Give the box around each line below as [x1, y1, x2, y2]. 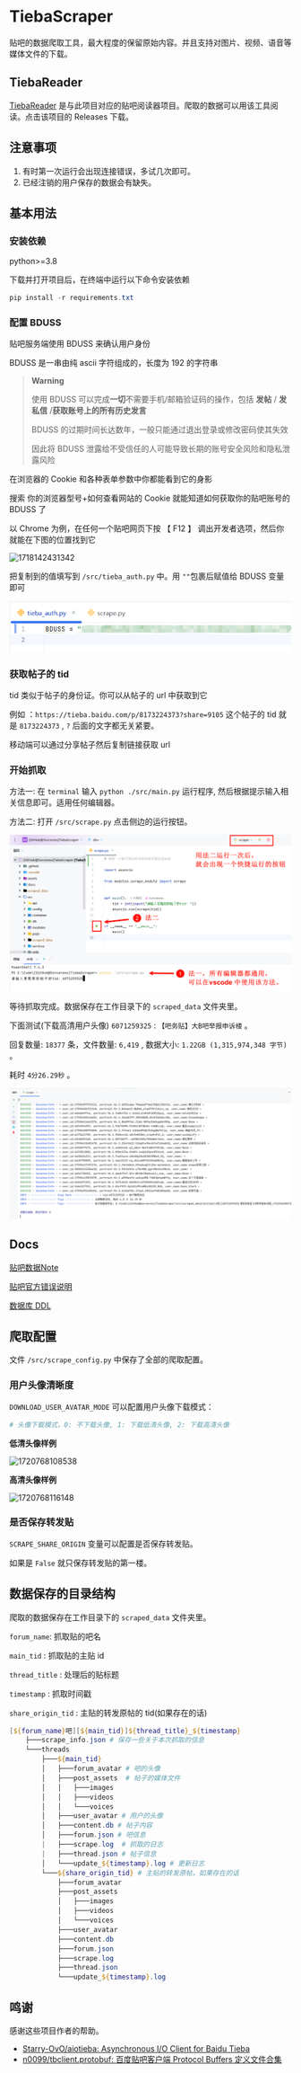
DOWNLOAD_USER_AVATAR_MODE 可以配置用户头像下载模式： [9, 1401, 214, 1412]
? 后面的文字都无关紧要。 [65, 721, 159, 731]
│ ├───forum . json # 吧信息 [41, 1830, 146, 1839]
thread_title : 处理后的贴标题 [9, 1669, 119, 1679]
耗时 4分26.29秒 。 [9, 1069, 75, 1080]
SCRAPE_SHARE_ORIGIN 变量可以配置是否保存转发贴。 [9, 1538, 198, 1549]
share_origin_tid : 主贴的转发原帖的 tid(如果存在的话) [9, 1707, 208, 1718]
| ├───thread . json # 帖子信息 [41, 1849, 157, 1858]
